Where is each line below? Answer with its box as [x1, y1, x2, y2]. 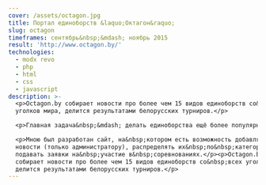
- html [15, 70, 37, 78]
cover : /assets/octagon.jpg [8, 11, 101, 20]
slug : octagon [8, 26, 55, 34]
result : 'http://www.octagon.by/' [8, 41, 123, 49]
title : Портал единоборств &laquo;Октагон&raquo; [8, 19, 176, 27]
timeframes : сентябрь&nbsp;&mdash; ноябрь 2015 [8, 33, 169, 42]
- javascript [15, 85, 59, 93]
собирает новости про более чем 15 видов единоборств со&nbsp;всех [15, 157, 243, 166]
